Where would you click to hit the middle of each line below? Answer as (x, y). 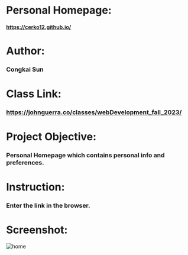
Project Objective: (51, 137)
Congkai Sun (25, 69)
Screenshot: (37, 230)
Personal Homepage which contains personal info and (85, 156)
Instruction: (35, 187)
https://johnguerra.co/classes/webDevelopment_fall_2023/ (94, 112)
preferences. (25, 163)
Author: (26, 51)
